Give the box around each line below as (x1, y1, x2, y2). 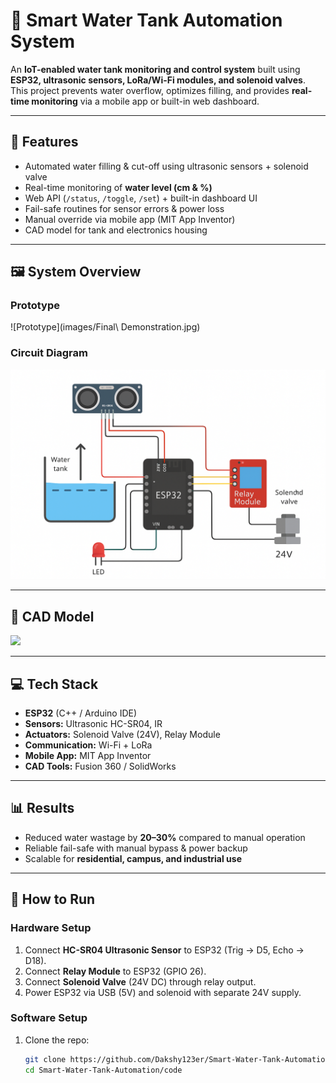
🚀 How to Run (10, 891, 96, 908)
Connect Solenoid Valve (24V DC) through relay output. (24, 975, 257, 988)
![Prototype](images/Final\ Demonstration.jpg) (10, 321, 201, 333)
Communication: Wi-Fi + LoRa (24, 739, 153, 751)
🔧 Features (10, 134, 79, 151)
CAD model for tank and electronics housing (24, 224, 208, 236)
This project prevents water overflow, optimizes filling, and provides (10, 84, 290, 96)
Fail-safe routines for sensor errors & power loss (24, 202, 225, 214)
